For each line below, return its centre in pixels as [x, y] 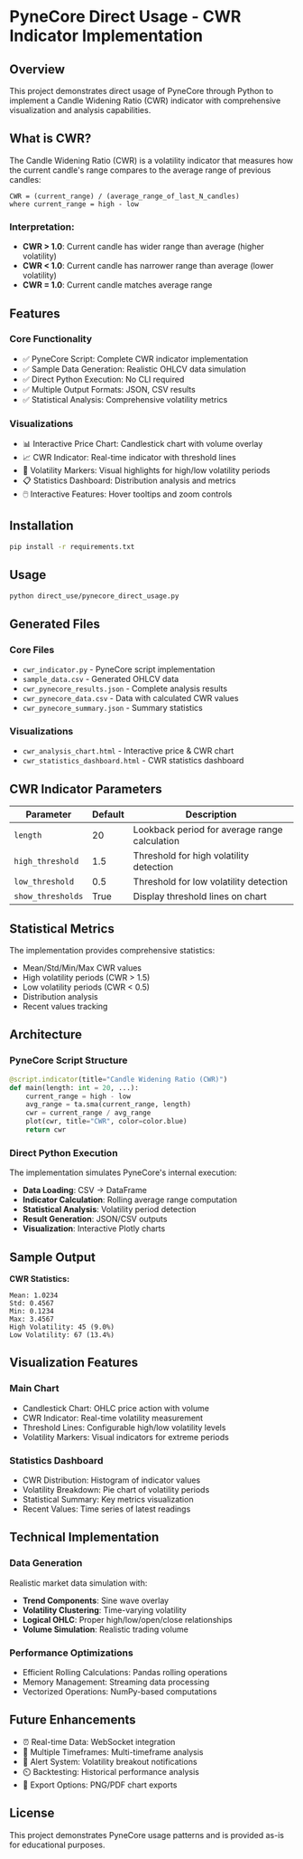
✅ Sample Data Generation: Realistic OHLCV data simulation [134, 369]
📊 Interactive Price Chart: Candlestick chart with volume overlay [142, 444]
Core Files [32, 650]
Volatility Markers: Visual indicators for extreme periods [126, 1437]
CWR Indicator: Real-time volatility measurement [113, 1418]
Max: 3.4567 [32, 1319]
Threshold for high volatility [191, 856]
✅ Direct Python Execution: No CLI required [103, 379]
